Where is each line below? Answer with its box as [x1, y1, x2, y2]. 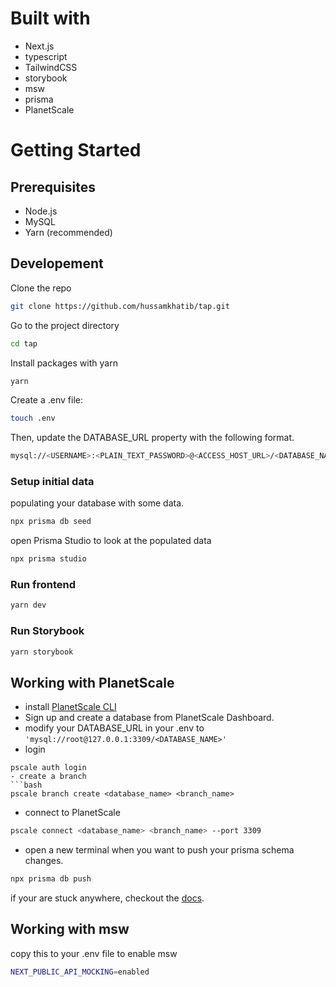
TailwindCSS [24, 61, 78, 73]
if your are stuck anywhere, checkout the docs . [10, 892, 205, 904]
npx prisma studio [10, 554, 87, 564]
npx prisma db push [10, 874, 92, 884]
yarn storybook [10, 647, 74, 657]
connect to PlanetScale [24, 807, 121, 819]
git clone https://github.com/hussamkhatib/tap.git [10, 301, 230, 311]
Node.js [24, 205, 58, 217]
